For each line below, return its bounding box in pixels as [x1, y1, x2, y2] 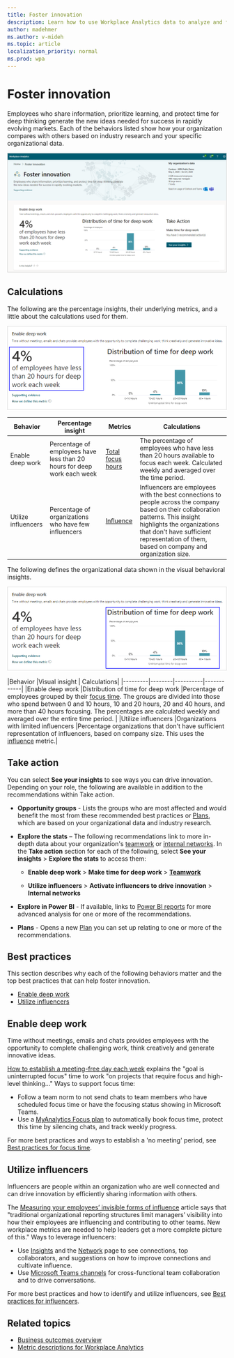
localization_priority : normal [7, 48, 98, 55]
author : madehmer [7, 26, 58, 33]
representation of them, [139, 535, 208, 543]
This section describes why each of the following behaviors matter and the [7, 970, 222, 978]
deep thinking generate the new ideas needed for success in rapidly [7, 116, 203, 125]
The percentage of [139, 436, 194, 444]
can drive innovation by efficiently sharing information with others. [7, 1190, 198, 1198]
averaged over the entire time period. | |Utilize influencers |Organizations [7, 714, 217, 723]
